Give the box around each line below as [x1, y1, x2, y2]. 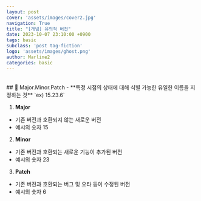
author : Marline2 [6, 54, 50, 60]
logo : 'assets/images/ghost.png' [6, 49, 91, 55]
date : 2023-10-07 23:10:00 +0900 [6, 32, 91, 38]
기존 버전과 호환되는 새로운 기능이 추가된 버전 [15, 148, 123, 155]
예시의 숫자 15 [15, 123, 49, 131]
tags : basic [6, 37, 36, 43]
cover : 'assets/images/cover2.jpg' [6, 15, 97, 21]
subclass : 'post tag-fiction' [6, 43, 83, 49]
